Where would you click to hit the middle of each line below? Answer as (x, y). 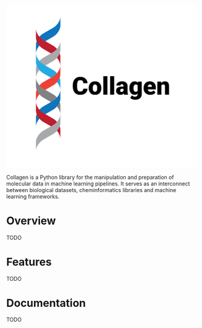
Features (29, 262)
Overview (31, 221)
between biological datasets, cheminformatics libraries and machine (91, 190)
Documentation (46, 303)
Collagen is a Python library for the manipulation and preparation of (90, 177)
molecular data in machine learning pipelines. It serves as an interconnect (98, 184)
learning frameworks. (33, 196)
